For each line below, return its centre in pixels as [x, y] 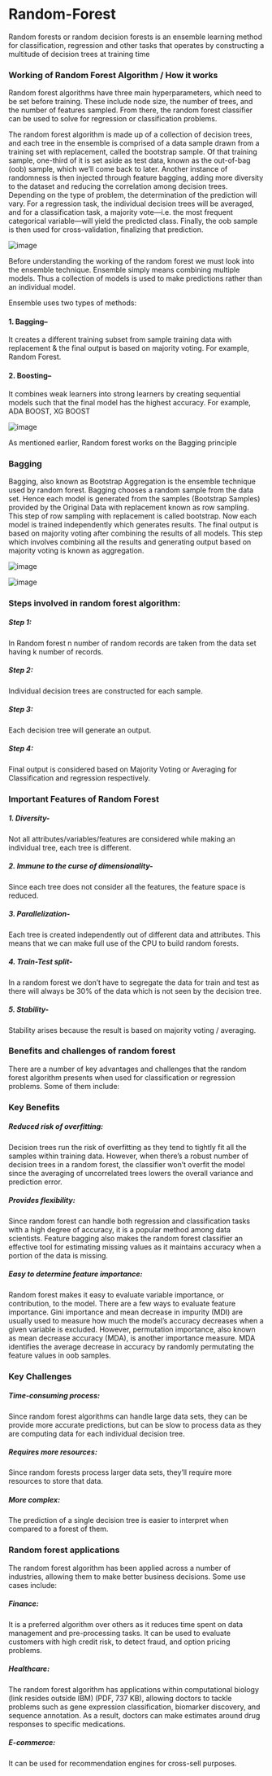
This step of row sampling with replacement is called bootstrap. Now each [133, 516]
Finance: [24, 1603]
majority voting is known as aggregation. [76, 550]
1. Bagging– [28, 322]
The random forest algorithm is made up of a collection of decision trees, [131, 134]
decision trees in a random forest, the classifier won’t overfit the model [127, 1164]
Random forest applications [64, 1550]
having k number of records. [56, 651]
